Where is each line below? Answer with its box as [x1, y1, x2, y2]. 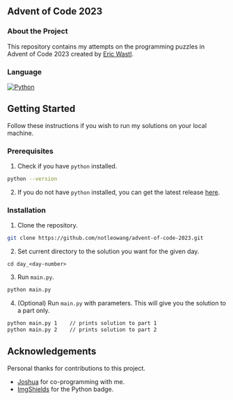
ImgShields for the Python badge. [17, 385, 114, 393]
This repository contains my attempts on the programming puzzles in [7, 42, 205, 51]
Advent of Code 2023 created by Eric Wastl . [7, 49, 134, 58]
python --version [7, 175, 58, 183]
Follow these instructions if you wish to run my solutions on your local [7, 121, 207, 129]
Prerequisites [7, 146, 54, 156]
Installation [7, 205, 47, 215]
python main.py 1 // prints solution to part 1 [7, 320, 157, 327]
